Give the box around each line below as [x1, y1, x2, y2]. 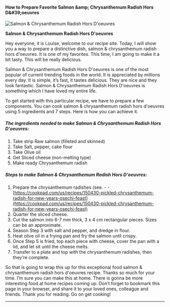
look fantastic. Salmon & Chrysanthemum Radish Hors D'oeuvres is [5, 83, 145, 89]
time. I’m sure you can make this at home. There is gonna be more [5, 275, 143, 281]
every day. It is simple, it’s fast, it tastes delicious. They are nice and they [5, 77, 157, 83]
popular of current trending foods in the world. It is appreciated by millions [5, 72, 160, 78]
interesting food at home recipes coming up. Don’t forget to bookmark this [5, 281, 160, 287]
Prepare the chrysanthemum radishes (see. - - [12, 184, 110, 190]
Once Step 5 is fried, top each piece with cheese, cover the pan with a [12, 238, 159, 245]
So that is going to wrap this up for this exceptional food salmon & [5, 264, 143, 270]
